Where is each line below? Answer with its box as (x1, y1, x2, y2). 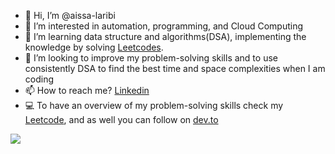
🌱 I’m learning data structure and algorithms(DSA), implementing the (24, 31, 307, 42)
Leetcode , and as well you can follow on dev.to (24, 114, 219, 125)
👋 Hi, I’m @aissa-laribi (24, 10, 116, 21)
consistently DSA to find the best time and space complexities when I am (24, 63, 326, 74)
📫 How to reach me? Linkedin (24, 85, 150, 96)
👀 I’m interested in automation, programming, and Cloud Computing (24, 20, 303, 32)
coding (24, 73, 55, 85)
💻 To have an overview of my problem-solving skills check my (24, 100, 284, 111)
